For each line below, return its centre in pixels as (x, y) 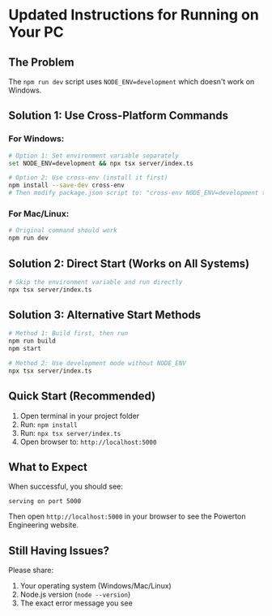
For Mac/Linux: (39, 213)
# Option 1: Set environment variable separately (94, 156)
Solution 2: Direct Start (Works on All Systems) (129, 263)
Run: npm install (49, 424)
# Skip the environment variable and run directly (96, 282)
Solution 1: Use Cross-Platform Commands (119, 116)
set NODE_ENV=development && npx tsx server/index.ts (101, 163)
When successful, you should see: (66, 487)
